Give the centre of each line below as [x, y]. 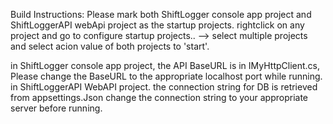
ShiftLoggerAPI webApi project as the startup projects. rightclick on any [157, 25]
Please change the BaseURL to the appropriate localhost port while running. [166, 76]
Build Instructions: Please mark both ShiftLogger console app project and [161, 14]
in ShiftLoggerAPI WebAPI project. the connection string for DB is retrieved [164, 87]
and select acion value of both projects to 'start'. [110, 46]
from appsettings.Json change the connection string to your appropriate [159, 97]
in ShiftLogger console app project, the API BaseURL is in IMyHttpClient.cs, [165, 65]
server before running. [56, 108]
